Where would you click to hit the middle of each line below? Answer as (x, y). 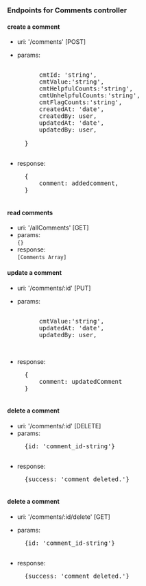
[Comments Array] (42, 258)
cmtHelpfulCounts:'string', (86, 89)
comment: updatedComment (81, 381)
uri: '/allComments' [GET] (53, 228)
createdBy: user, (68, 116)
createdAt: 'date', (72, 109)
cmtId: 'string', (68, 75)
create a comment (34, 27)
